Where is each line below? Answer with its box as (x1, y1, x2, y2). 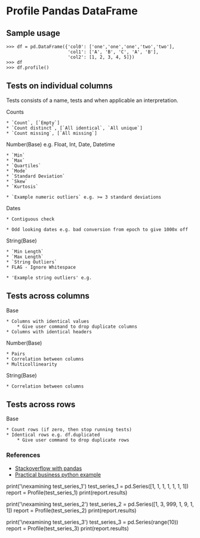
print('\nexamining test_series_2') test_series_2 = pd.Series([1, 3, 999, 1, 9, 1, (6, 500, 194, 508)
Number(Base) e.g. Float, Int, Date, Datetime (6, 140, 115, 147)
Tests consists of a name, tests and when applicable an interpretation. (6, 97, 179, 104)
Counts (6, 108, 24, 115)
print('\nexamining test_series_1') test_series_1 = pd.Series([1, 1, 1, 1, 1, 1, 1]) (6, 482, 189, 490)
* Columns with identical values (6, 318, 90, 324)
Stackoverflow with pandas (14, 465, 82, 472)
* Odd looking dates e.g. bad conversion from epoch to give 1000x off (6, 226, 188, 232)
